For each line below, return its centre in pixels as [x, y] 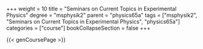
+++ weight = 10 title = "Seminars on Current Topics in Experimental [92, 9]
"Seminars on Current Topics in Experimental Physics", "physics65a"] [93, 21]
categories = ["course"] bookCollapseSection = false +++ [78, 28]
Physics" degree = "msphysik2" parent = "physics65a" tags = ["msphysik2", [102, 15]
